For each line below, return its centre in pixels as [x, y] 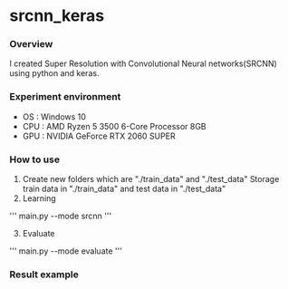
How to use [35, 159]
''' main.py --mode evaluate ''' [66, 251]
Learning [39, 198]
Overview [31, 44]
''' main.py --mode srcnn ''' [61, 216]
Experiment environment [65, 97]
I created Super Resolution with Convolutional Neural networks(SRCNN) [144, 63]
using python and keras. [54, 73]
